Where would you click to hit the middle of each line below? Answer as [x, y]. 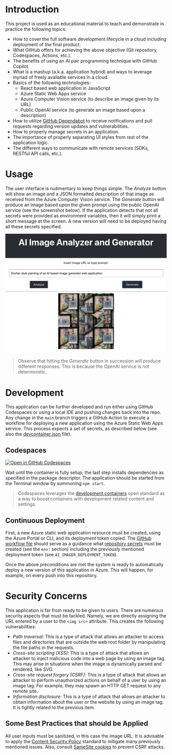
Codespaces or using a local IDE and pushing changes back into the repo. [83, 412]
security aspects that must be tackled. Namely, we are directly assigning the [86, 615]
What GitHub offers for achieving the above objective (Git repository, [85, 50]
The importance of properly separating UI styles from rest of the [80, 137]
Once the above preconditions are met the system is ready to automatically [84, 565]
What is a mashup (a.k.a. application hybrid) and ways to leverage [82, 72]
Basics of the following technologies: [52, 83]
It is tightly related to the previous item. [54, 707]
